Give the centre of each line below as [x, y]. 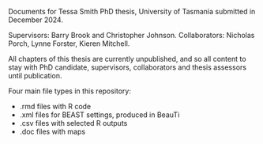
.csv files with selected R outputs [73, 123]
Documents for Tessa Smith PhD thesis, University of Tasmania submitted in [132, 11]
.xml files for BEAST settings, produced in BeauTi [100, 115]
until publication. [35, 76]
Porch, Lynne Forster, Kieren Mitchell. [69, 44]
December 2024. [36, 20]
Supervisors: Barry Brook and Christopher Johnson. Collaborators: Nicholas [131, 35]
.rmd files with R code [55, 106]
